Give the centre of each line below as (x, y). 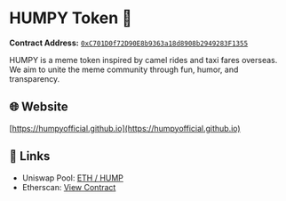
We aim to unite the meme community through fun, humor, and (124, 69)
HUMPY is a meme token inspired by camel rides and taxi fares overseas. (143, 60)
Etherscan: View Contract (69, 187)
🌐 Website (39, 107)
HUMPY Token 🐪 (71, 18)
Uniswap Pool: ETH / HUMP (73, 178)
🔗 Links (30, 156)
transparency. (35, 78)
